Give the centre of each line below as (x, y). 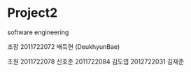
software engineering (38, 32)
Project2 (33, 13)
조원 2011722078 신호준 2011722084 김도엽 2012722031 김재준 (96, 62)
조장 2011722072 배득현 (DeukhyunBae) (64, 46)
